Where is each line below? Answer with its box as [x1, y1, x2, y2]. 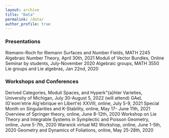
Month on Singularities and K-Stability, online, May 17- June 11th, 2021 [5, 105, 150, 111]
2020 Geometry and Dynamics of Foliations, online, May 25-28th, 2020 [5, 127, 154, 133]
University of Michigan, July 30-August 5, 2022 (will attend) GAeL [5, 95, 142, 101]
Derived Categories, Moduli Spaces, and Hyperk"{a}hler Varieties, [5, 89, 143, 96]
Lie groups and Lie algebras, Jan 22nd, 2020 [5, 65, 99, 72]
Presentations [5, 38, 41, 45]
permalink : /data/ [5, 17, 44, 22]
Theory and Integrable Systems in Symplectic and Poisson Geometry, [5, 116, 150, 122]
